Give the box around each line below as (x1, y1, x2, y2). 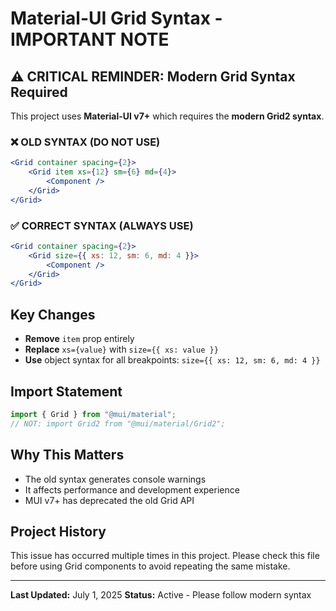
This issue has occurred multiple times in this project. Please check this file (10, 550, 320, 562)
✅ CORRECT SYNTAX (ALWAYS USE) (10, 218, 194, 232)
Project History (10, 523, 107, 540)
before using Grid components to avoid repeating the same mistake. (10, 560, 291, 572)
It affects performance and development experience (24, 483, 240, 496)
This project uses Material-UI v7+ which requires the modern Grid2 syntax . (10, 110, 325, 122)
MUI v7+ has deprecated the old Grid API (24, 494, 195, 506)
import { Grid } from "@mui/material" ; (10, 409, 177, 419)
